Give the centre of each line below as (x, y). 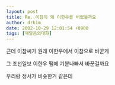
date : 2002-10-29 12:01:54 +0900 (47, 28)
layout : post (22, 12)
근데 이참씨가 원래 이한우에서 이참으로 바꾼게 (58, 51)
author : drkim (24, 22)
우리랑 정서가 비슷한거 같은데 (39, 76)
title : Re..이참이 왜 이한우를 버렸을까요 (51, 17)
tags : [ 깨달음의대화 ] (29, 34)
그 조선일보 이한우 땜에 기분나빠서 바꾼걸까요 (58, 64)
